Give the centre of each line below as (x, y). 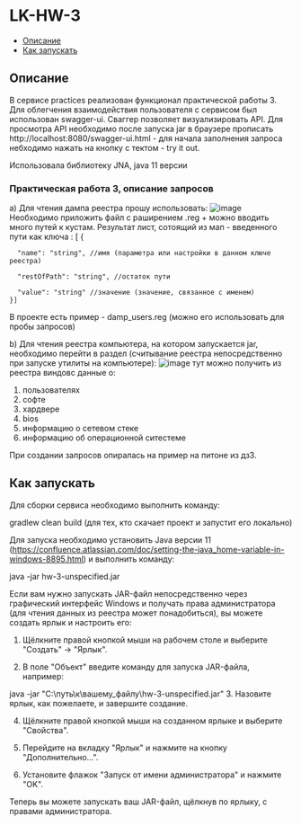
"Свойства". (45, 730)
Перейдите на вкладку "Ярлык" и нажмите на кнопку (124, 748)
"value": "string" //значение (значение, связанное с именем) (136, 293)
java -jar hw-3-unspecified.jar (65, 576)
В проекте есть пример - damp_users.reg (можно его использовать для (147, 317)
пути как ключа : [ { (47, 237)
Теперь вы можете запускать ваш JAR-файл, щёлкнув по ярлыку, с (138, 802)
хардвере (41, 409)
